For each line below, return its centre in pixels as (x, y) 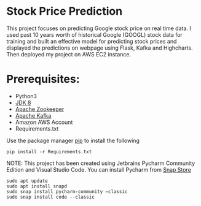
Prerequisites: (43, 79)
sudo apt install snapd (37, 186)
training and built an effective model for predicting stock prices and (92, 41)
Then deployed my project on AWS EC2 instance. (69, 54)
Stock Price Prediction (65, 11)
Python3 (26, 96)
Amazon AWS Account (44, 122)
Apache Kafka (33, 115)
